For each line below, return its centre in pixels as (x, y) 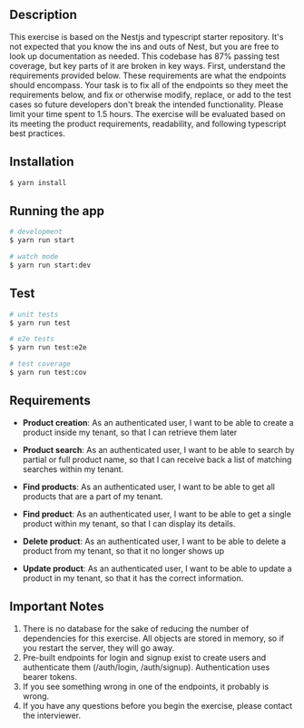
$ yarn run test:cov (49, 372)
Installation (42, 162)
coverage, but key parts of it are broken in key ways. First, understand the (147, 65)
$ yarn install (38, 182)
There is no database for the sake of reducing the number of (136, 628)
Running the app (57, 211)
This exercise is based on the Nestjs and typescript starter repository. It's (147, 36)
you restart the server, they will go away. (98, 647)
